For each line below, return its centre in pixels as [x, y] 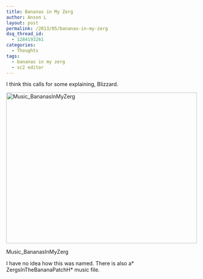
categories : [21, 45]
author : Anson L [26, 17]
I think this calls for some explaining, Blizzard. [62, 84]
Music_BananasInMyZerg [37, 252]
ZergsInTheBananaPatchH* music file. [53, 270]
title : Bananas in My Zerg [40, 12]
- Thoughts [25, 51]
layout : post [22, 23]
